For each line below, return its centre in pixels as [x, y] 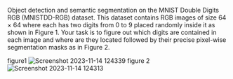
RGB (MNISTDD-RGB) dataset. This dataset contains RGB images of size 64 [117, 17]
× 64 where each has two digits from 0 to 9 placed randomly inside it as [111, 25]
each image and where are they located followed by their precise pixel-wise [117, 40]
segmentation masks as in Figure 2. [59, 47]
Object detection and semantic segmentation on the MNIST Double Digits [113, 10]
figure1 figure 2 [79, 61]
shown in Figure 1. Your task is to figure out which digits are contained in [112, 32]
